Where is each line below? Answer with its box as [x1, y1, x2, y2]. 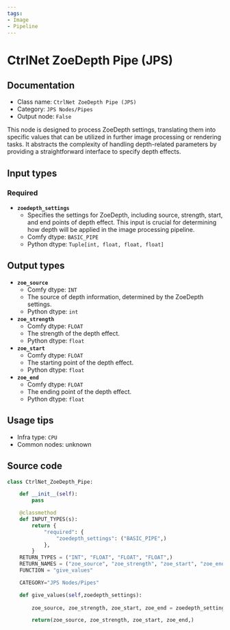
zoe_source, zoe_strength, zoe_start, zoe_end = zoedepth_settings [31, 605, 228, 611]
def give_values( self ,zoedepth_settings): [19, 592, 142, 598]
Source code [7, 460, 63, 472]
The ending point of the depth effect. [27, 387, 132, 395]
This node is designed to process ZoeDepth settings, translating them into [7, 126, 216, 134]
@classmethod [19, 509, 57, 517]
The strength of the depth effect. [27, 329, 120, 337]
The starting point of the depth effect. [27, 358, 134, 366]
